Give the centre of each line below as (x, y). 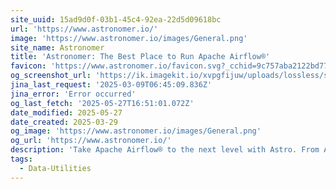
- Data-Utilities (55, 168)
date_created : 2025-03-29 (64, 122)
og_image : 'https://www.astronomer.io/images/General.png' (136, 131)
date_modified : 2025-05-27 (66, 112)
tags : (21, 159)
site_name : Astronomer (57, 47)
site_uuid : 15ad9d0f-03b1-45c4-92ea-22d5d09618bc (116, 19)
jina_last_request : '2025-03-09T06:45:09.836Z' (111, 85)
